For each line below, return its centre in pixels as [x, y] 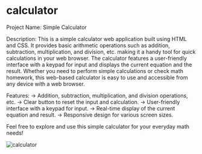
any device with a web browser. [46, 84]
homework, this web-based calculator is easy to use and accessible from [97, 77]
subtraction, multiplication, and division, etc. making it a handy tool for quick [101, 51]
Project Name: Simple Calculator [47, 27]
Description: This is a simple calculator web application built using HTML [96, 39]
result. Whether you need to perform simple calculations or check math [95, 71]
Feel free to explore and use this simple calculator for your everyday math [98, 126]
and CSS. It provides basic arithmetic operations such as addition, [88, 45]
